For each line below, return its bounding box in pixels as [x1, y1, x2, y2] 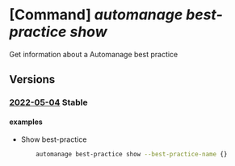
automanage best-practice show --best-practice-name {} [36, 151, 228, 159]
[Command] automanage [9, 6, 183, 24]
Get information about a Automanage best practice [9, 49, 178, 59]
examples [9, 117, 43, 127]
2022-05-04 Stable [9, 97, 88, 108]
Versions [9, 73, 56, 86]
